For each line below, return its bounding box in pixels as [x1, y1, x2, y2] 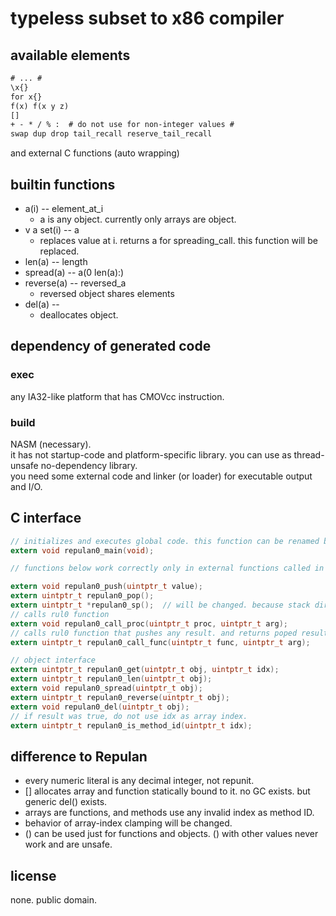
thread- [293, 448, 325, 461]
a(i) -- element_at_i [24, 202, 104, 214]
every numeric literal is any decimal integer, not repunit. [24, 775, 255, 787]
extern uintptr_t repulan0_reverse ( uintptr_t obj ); [10, 692, 230, 702]
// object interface [10, 655, 97, 666]
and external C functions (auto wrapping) [10, 147, 180, 159]
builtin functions [10, 176, 116, 193]
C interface [10, 510, 82, 527]
